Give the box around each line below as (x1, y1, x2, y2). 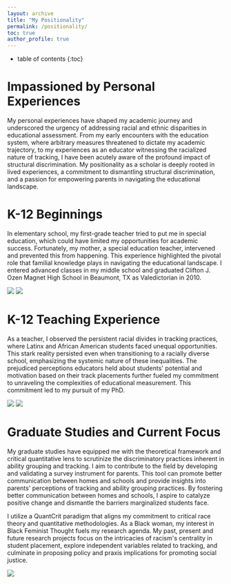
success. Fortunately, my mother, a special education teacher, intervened (7, 244, 216, 252)
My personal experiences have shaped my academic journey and (7, 117, 193, 125)
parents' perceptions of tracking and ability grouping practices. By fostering (7, 484, 223, 492)
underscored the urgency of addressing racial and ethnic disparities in (7, 124, 207, 132)
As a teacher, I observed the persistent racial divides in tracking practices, (7, 334, 219, 342)
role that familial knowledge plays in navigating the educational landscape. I (7, 259, 222, 266)
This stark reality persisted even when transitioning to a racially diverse (7, 349, 210, 358)
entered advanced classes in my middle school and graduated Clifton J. (7, 266, 211, 274)
